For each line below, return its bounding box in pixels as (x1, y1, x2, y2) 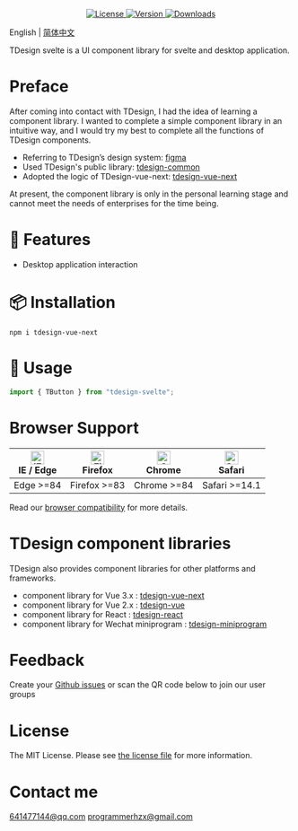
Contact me (9, 782, 99, 802)
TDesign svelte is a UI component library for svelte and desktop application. (9, 45, 290, 56)
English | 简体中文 (9, 27, 75, 38)
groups (9, 689, 36, 700)
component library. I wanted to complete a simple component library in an (9, 115, 283, 126)
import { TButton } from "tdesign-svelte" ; (9, 387, 175, 397)
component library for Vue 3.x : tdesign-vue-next (22, 590, 205, 600)
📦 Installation (9, 293, 116, 313)
